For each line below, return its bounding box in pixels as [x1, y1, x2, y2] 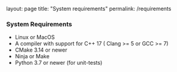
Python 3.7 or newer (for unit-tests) [14, 59, 103, 67]
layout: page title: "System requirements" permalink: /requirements [6, 5, 172, 12]
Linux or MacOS [14, 34, 55, 41]
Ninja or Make [14, 53, 50, 60]
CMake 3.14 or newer [14, 46, 68, 53]
